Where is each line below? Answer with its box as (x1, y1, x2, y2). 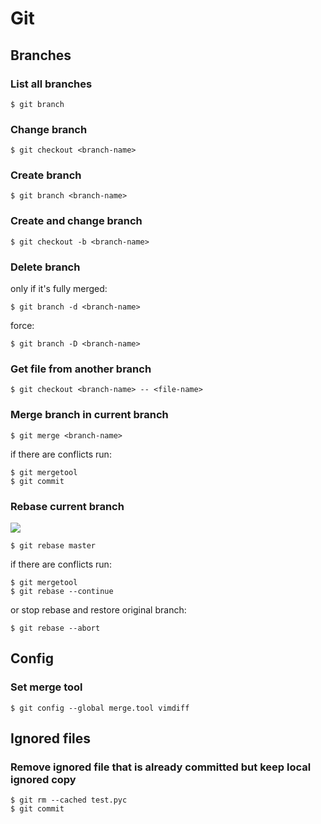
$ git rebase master (10, 540, 97, 551)
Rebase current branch (10, 499, 125, 513)
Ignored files (10, 730, 92, 747)
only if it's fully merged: (10, 283, 108, 295)
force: (10, 320, 35, 332)
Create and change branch (10, 214, 143, 228)
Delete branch (10, 260, 81, 274)
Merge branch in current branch (10, 408, 169, 422)
